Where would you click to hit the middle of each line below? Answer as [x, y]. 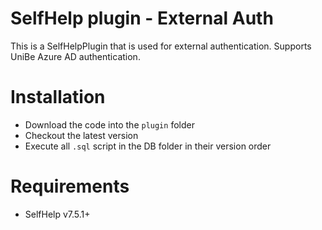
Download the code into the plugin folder [109, 124]
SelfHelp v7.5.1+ [57, 214]
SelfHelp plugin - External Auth [142, 18]
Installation [58, 97]
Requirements [70, 186]
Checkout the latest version [81, 135]
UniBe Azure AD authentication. [75, 56]
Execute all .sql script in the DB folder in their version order [148, 146]
